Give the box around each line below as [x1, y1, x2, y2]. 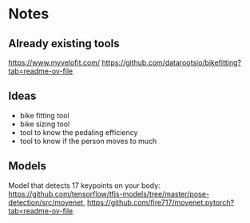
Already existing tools [8, 37, 120, 50]
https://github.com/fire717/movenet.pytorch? [86, 197, 234, 207]
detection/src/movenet [8, 197, 84, 207]
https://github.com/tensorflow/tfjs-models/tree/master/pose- [8, 189, 210, 198]
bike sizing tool [19, 119, 70, 129]
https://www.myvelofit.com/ [8, 58, 101, 67]
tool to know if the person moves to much [19, 136, 157, 145]
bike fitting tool [19, 110, 69, 120]
